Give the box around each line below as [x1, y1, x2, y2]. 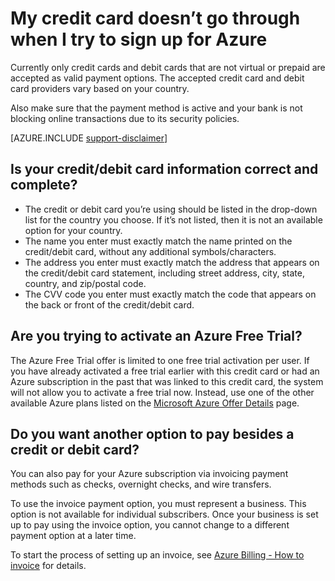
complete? [10, 177, 78, 194]
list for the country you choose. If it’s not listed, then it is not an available [24, 213, 323, 226]
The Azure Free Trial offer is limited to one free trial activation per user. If [10, 354, 310, 366]
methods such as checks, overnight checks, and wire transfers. [10, 478, 272, 491]
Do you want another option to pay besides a [10, 425, 295, 442]
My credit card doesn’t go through [10, 7, 301, 30]
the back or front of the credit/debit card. [24, 298, 195, 311]
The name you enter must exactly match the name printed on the [24, 235, 293, 247]
